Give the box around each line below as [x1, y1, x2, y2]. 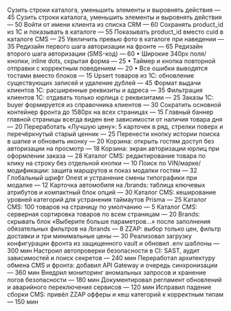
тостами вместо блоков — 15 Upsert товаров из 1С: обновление [7, 71, 195, 80]
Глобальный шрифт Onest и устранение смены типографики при [7, 174, 197, 181]
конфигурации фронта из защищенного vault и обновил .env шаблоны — [7, 240, 220, 247]
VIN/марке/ [167, 159, 201, 167]
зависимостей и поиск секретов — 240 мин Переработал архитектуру [7, 254, 215, 262]
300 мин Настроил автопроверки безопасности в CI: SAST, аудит [7, 246, 200, 255]
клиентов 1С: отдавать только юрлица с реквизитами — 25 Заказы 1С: [7, 93, 214, 102]
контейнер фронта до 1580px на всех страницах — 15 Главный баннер [7, 108, 214, 116]
